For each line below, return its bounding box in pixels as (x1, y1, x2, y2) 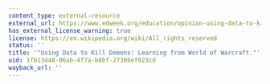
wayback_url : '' (8, 64, 63, 72)
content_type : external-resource (8, 11, 121, 20)
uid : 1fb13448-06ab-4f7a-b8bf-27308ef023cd (8, 57, 157, 65)
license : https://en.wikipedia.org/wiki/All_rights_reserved (8, 34, 218, 42)
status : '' (8, 42, 45, 50)
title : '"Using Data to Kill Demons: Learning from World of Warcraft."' (8, 49, 261, 57)
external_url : (8, 19, 56, 27)
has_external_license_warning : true (8, 26, 131, 34)
